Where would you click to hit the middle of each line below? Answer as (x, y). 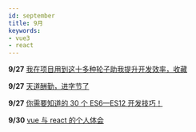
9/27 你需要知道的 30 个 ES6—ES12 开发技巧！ (86, 103)
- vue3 (19, 38)
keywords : (25, 30)
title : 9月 (26, 23)
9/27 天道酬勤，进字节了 (49, 86)
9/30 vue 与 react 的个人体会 (56, 120)
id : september (32, 16)
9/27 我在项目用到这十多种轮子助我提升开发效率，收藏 (98, 70)
